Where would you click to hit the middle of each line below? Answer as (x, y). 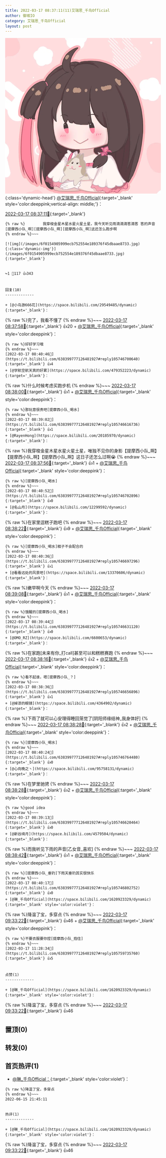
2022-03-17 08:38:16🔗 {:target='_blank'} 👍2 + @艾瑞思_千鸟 (67, 659)
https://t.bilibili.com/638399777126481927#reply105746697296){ (73, 561)
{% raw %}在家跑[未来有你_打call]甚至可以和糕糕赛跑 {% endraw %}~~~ (79, 653)
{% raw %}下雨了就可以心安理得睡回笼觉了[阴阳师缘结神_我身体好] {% (77, 718)
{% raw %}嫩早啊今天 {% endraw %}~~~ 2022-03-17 (60, 588)
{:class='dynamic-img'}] (31, 249)
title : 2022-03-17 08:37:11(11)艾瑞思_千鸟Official (58, 10)
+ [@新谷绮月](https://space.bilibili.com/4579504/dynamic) (67, 834)
